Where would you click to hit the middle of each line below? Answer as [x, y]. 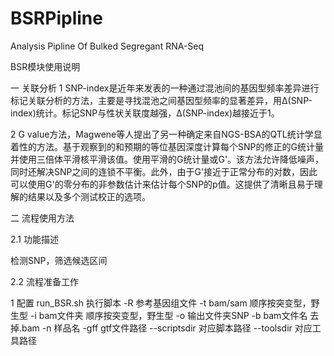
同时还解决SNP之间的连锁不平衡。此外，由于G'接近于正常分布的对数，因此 [164, 171]
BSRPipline [56, 18]
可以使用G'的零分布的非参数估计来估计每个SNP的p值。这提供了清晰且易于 [162, 184]
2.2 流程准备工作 [45, 281]
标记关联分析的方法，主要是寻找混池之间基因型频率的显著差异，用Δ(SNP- [161, 100]
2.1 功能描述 [34, 239]
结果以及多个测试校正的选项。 [89, 196]
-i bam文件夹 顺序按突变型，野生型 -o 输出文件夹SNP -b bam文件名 [168, 315]
